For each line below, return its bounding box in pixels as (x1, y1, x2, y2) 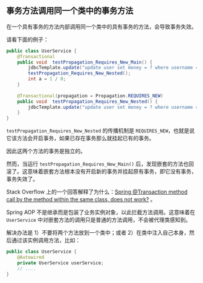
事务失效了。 (6, 175, 38, 183)
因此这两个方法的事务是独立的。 (6, 148, 86, 155)
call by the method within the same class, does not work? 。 (6, 196, 156, 203)
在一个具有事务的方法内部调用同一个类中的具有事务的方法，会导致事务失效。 (6, 23, 197, 30)
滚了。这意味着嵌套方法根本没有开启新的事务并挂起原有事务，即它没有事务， (6, 168, 197, 175)
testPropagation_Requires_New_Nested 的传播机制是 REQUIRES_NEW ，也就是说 (6, 127, 195, 134)
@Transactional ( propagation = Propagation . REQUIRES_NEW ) (17, 93, 164, 99)
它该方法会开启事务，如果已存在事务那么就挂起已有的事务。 (6, 135, 155, 142)
